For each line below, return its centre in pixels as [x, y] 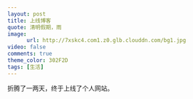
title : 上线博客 [29, 21]
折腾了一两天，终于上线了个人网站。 [61, 88]
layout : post [27, 14]
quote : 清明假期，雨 [35, 27]
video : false [27, 47]
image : [17, 34]
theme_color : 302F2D [38, 61]
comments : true [30, 54]
